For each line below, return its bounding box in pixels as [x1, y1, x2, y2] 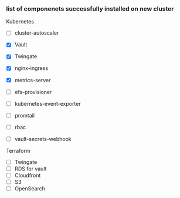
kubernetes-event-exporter [14, 100, 81, 107]
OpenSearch [14, 185, 45, 192]
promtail [14, 112, 35, 119]
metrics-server [14, 76, 51, 83]
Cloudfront [14, 172, 41, 179]
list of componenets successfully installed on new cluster [6, 5, 174, 13]
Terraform [6, 147, 30, 154]
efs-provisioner [14, 88, 52, 95]
